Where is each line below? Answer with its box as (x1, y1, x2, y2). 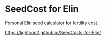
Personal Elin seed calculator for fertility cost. (5, 20, 99, 26)
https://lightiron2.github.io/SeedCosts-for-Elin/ (5, 29, 101, 35)
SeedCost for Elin (5, 3, 79, 15)
